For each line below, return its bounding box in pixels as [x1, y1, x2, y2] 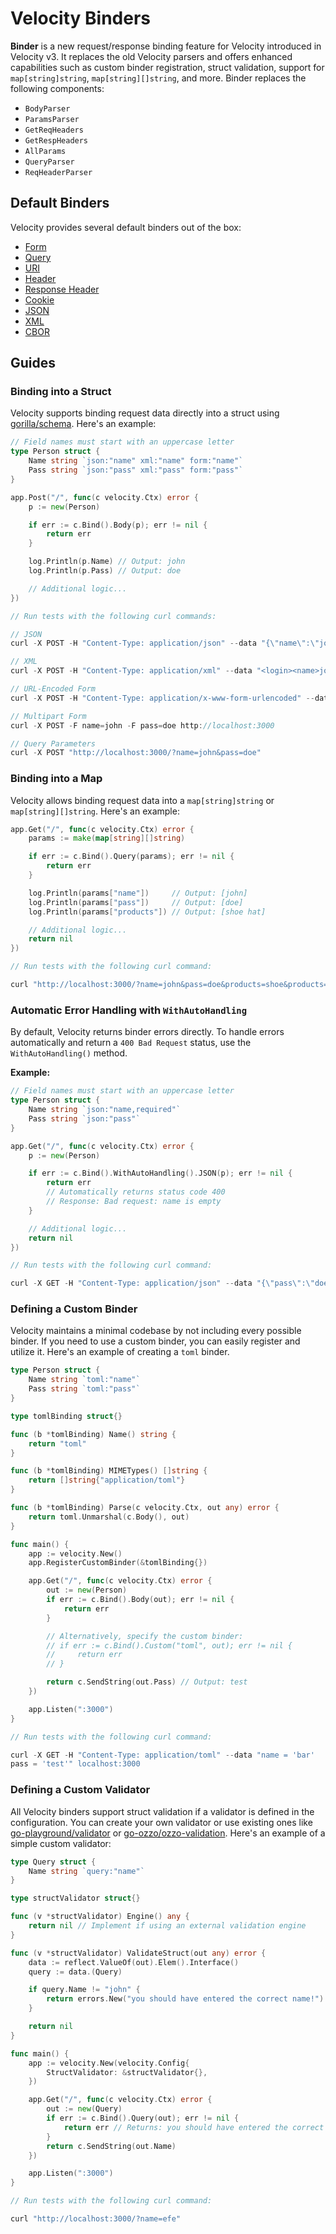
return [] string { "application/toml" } [28, 1475, 186, 1486]
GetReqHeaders [24, 125, 84, 135]
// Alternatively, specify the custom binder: [46, 1631, 244, 1641]
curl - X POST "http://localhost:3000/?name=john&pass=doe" [10, 748, 262, 758]
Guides [10, 355, 57, 372]
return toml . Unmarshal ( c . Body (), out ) [28, 1512, 190, 1522]
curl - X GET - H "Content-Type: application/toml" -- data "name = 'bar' [10, 1750, 315, 1760]
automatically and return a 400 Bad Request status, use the [10, 1037, 252, 1049]
